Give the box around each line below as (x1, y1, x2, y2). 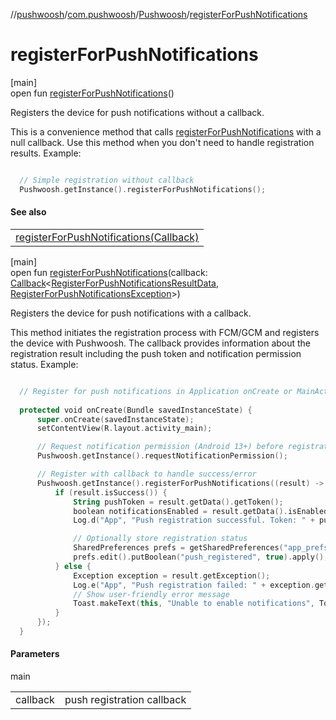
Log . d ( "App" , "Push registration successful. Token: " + (73, 515, 315, 526)
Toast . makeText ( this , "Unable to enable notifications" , (73, 599, 315, 609)
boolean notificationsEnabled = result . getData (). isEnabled (73, 506, 329, 516)
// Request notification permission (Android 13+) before (36, 442, 284, 452)
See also (10, 206, 47, 218)
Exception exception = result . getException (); (73, 570, 271, 581)
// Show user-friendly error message (73, 589, 230, 599)
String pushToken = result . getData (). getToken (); (73, 497, 284, 507)
